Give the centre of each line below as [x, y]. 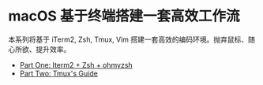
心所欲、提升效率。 [39, 49]
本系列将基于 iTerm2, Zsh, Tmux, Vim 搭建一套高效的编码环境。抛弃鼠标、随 [131, 39]
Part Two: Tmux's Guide [59, 73]
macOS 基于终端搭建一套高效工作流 [124, 16]
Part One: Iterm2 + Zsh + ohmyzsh [76, 65]
